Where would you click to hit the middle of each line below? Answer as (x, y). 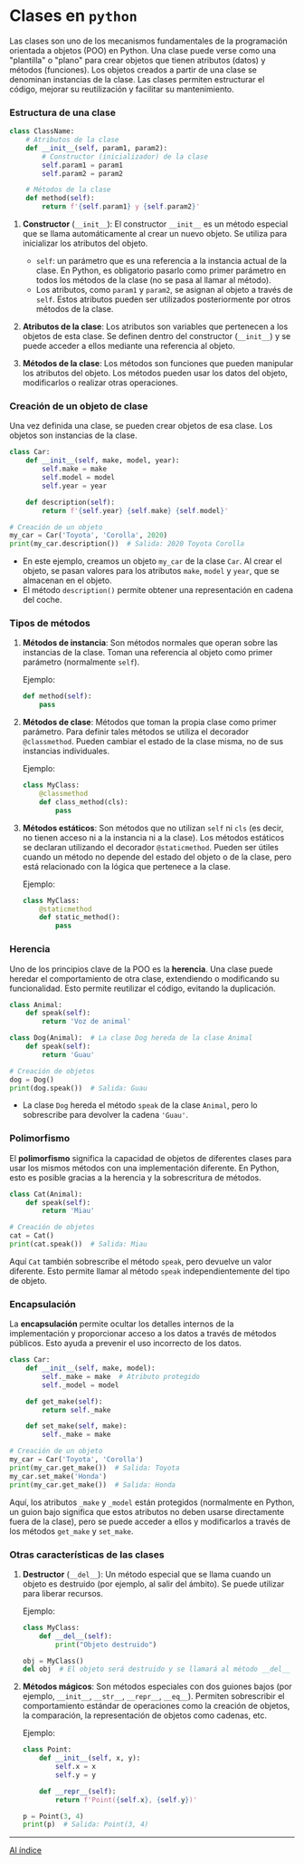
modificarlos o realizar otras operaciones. (100, 383)
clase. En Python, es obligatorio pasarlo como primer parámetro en (161, 271)
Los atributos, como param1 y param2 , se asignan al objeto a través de (164, 290)
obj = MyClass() (53, 1661)
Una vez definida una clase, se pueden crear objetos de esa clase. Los (141, 426)
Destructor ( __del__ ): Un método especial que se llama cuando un (147, 1574)
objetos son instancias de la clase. (73, 435)
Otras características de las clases (87, 1554)
